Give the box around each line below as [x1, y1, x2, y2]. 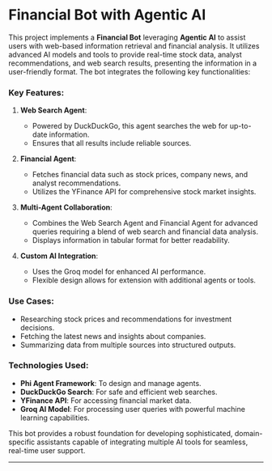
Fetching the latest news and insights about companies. [19, 331, 206, 341]
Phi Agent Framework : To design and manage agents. [19, 378, 202, 388]
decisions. [19, 322, 55, 333]
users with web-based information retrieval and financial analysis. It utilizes [8, 40, 260, 50]
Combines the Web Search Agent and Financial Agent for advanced [32, 219, 258, 228]
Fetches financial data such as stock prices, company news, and [32, 170, 249, 180]
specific [8, 437, 36, 447]
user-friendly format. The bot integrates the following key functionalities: [8, 66, 251, 76]
